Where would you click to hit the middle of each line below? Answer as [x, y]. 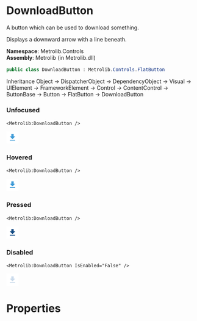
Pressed [19, 205]
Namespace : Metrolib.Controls [45, 51]
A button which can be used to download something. [73, 27]
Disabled [20, 252]
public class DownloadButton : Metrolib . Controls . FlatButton [86, 70]
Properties [34, 308]
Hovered [19, 157]
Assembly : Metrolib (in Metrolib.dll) [51, 57]
